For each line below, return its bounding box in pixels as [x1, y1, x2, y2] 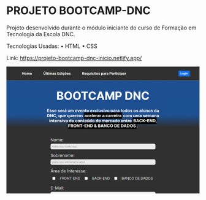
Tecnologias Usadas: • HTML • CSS [6, 42, 97, 50]
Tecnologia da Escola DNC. [6, 30, 75, 37]
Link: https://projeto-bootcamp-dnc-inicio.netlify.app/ [6, 54, 142, 61]
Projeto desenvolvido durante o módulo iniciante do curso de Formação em [6, 24, 197, 31]
